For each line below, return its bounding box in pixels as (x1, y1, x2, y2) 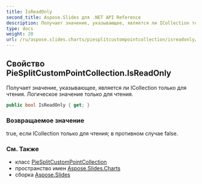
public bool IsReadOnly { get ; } (6, 102, 90, 108)
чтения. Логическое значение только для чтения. (6, 91, 133, 98)
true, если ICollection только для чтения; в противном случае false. (6, 129, 179, 137)
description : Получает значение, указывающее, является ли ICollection (6, 20, 189, 26)
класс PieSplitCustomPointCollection (14, 158, 107, 165)
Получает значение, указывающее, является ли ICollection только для (6, 84, 187, 91)
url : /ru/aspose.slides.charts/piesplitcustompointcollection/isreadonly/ (6, 37, 198, 43)
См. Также (6, 144, 39, 153)
